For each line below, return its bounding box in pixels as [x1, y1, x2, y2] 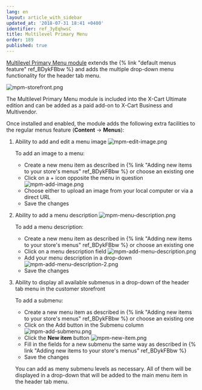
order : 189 [6, 37, 34, 43]
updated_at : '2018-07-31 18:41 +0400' [6, 20, 104, 26]
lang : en [6, 8, 28, 15]
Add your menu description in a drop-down [24, 254, 132, 261]
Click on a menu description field [24, 248, 107, 255]
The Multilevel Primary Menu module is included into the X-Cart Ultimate [6, 95, 187, 103]
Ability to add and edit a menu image [15, 138, 107, 145]
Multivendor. [6, 108, 37, 115]
